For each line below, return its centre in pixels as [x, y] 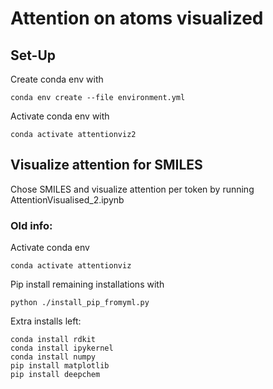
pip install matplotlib [60, 366]
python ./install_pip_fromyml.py [80, 303]
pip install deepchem [55, 375]
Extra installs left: [46, 321]
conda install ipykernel [62, 348]
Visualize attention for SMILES [106, 165]
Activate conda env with [60, 116]
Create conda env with [57, 79]
